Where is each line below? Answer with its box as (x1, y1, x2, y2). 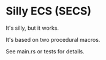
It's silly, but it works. (6, 24, 59, 32)
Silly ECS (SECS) (6, 4, 92, 18)
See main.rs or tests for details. (6, 47, 85, 55)
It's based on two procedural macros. (6, 36, 100, 43)
